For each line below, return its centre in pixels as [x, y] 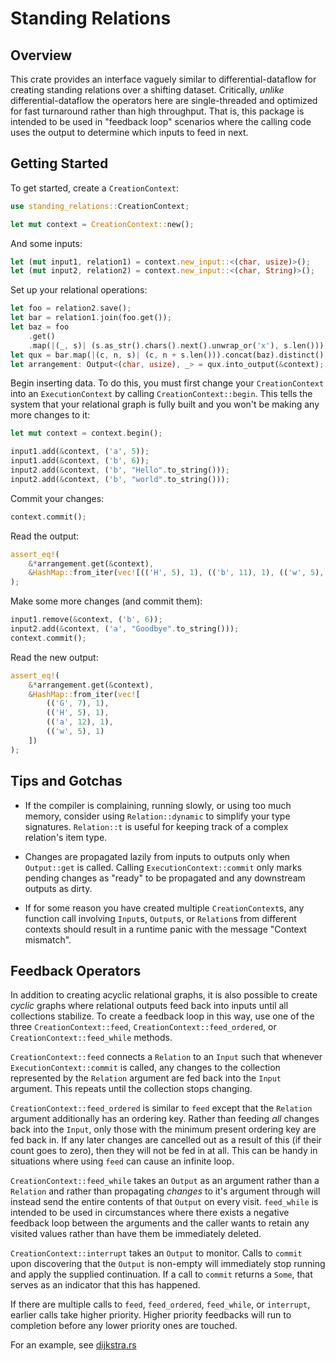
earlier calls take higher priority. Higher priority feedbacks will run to [151, 1315]
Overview [41, 55]
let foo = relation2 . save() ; [71, 308]
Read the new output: [54, 657]
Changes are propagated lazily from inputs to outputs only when [157, 856]
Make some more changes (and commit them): [106, 601]
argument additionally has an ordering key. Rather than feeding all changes [165, 1119]
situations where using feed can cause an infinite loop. [122, 1161]
